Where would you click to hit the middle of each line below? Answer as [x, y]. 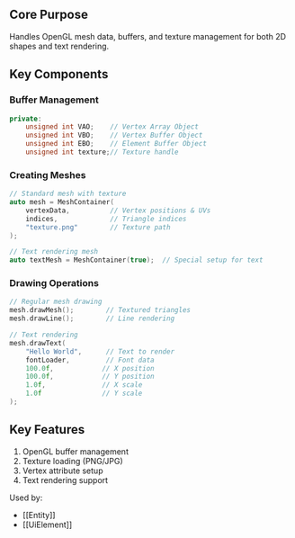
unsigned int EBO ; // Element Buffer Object [116, 144]
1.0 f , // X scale [84, 385]
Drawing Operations [54, 283]
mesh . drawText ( [38, 343]
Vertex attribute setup [63, 471]
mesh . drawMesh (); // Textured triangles [100, 310]
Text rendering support [65, 480]
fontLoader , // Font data [90, 360]
